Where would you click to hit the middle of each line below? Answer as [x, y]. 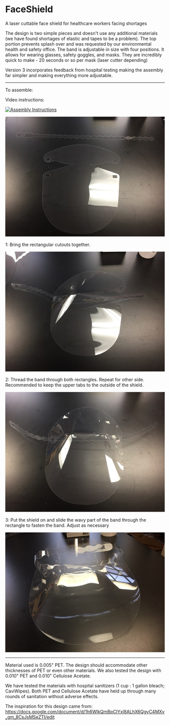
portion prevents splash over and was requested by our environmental [78, 44]
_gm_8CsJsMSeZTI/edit [30, 717]
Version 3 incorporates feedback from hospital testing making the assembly [84, 70]
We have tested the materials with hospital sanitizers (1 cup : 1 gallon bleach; [85, 685]
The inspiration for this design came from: [49, 706]
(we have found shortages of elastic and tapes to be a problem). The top [81, 39]
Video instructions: [25, 99]
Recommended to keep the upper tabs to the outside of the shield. [74, 385]
